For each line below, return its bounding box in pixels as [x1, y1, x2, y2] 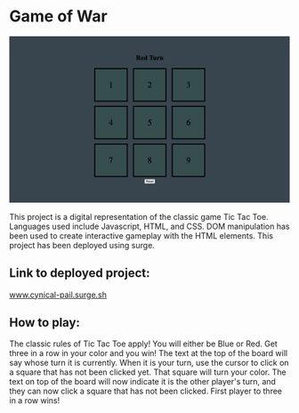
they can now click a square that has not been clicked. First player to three [9, 385, 283, 397]
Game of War [9, 6, 109, 27]
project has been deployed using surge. [9, 239, 156, 250]
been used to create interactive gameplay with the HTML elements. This [9, 230, 274, 241]
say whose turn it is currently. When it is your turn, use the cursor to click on [9, 358, 289, 368]
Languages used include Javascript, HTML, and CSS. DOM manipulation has [9, 221, 290, 231]
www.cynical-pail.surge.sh [9, 289, 107, 300]
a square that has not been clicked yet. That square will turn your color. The [9, 367, 287, 377]
